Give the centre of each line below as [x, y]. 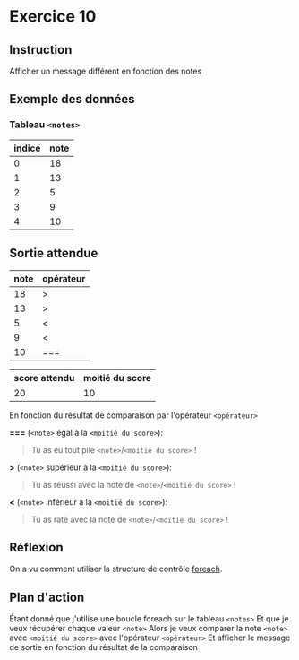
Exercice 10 [53, 17]
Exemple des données [73, 99]
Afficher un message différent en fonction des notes [106, 71]
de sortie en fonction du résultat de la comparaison [104, 647]
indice [27, 148]
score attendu [44, 378]
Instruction [41, 50]
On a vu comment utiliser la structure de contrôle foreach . [116, 569]
